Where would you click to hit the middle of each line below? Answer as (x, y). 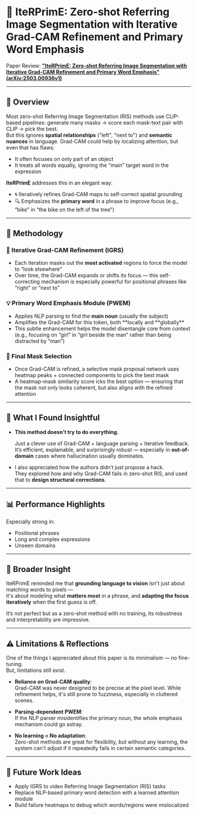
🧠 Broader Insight (38, 569)
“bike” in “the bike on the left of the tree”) (64, 209)
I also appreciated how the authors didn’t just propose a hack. (89, 467)
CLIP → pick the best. (32, 129)
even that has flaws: (30, 147)
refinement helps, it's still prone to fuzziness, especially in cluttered (96, 694)
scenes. (24, 701)
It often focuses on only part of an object (64, 159)
